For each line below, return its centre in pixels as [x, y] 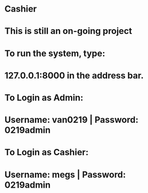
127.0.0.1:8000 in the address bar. [74, 75]
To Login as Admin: [44, 97]
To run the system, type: [55, 53]
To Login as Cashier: [47, 153]
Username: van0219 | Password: [72, 120]
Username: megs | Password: [65, 174]
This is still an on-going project [68, 31]
